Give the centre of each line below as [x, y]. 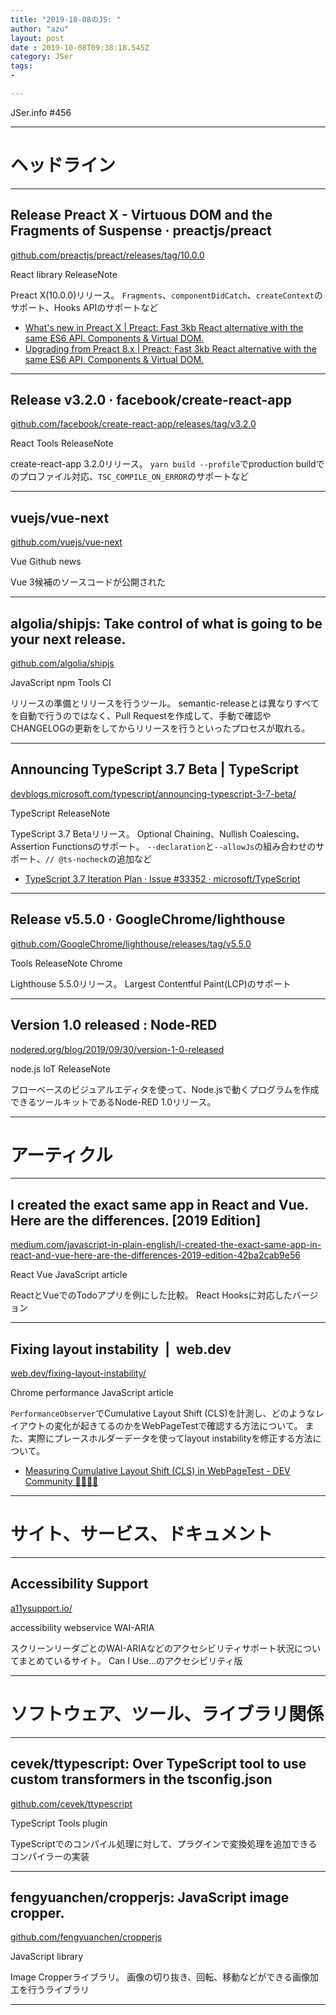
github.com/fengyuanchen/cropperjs [86, 1937]
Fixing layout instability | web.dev [121, 1349]
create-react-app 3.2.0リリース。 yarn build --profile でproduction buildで [167, 464]
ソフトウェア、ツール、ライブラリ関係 [167, 1714]
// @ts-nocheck [76, 859]
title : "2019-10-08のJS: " [66, 19]
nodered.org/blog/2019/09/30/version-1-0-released [117, 1049]
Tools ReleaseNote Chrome [66, 963]
